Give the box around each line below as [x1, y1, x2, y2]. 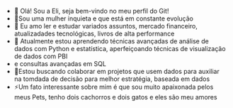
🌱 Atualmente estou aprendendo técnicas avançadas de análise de [13, 37, 209, 45]
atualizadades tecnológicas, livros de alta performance [13, 29, 175, 38]
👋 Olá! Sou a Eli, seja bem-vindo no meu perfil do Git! [13, 7, 169, 15]
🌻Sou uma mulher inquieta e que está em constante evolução [13, 14, 193, 23]
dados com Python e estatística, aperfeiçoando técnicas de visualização [13, 45, 226, 53]
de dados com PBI [13, 52, 68, 60]
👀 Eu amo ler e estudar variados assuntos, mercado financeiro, [13, 22, 198, 30]
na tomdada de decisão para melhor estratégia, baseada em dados [13, 75, 210, 83]
